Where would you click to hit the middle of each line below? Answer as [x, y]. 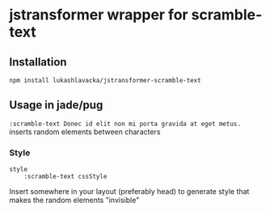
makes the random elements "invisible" [74, 200]
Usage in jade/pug [56, 105]
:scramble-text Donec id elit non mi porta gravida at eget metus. [125, 124]
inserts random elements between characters [85, 132]
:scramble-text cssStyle [65, 177]
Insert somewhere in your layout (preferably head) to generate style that [129, 192]
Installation [38, 62]
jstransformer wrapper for [99, 15]
